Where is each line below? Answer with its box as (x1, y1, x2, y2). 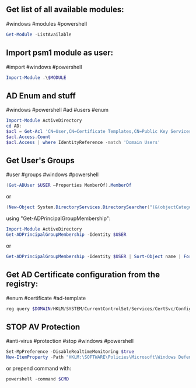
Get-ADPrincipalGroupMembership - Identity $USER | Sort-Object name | (6, 253, 181, 259)
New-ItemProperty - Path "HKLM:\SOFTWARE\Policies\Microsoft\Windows (6, 354, 176, 360)
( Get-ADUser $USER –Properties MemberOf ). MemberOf (6, 183, 132, 188)
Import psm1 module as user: (6, 48, 114, 58)
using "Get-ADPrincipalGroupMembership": (6, 215, 111, 222)
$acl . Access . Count (6, 134, 51, 140)
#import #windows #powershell (6, 63, 82, 70)
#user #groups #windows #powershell (6, 171, 99, 178)
